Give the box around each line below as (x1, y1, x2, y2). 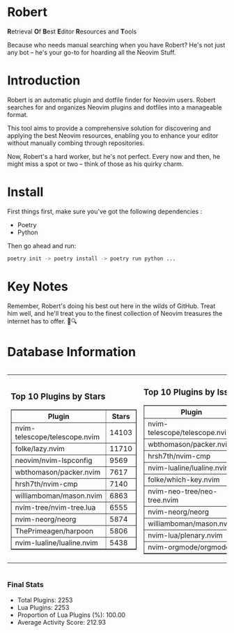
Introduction (7, 73, 81, 89)
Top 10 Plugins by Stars (10, 391, 106, 402)
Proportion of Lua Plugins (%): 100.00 (17, 611, 126, 619)
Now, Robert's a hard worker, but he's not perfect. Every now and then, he (7, 152, 221, 160)
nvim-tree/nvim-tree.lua (15, 503, 96, 512)
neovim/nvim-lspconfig (15, 456, 93, 466)
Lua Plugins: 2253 (17, 603, 70, 611)
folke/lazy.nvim (15, 444, 65, 454)
